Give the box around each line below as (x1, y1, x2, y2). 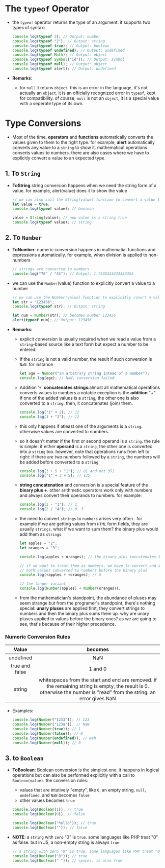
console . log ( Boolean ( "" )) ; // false (12, 825, 87, 830)
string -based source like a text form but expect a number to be (19, 341, 149, 347)
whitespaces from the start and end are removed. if (38, 677, 157, 683)
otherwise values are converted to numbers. (19, 428, 110, 434)
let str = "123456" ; (12, 300, 55, 304)
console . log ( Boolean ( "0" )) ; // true (12, 853, 87, 859)
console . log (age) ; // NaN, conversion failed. (19, 376, 117, 380)
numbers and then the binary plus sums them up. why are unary (19, 610, 149, 616)
